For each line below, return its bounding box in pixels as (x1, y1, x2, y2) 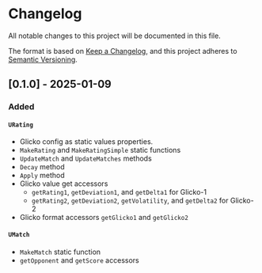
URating (8, 120, 34, 129)
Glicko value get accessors (19, 179, 108, 188)
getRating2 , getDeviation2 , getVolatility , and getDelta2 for (31, 195, 229, 206)
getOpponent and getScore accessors (19, 255, 140, 265)
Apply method (19, 171, 65, 180)
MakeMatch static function (19, 247, 101, 256)
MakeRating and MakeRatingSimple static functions (19, 146, 181, 155)
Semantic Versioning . (8, 55, 78, 64)
